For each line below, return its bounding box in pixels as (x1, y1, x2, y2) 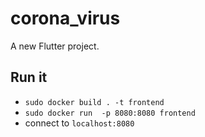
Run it (10, 69, 48, 86)
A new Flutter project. (10, 40, 100, 52)
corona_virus (10, 7, 121, 30)
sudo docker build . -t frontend (24, 97, 165, 107)
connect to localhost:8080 (24, 117, 135, 129)
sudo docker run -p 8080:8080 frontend (24, 108, 196, 118)
